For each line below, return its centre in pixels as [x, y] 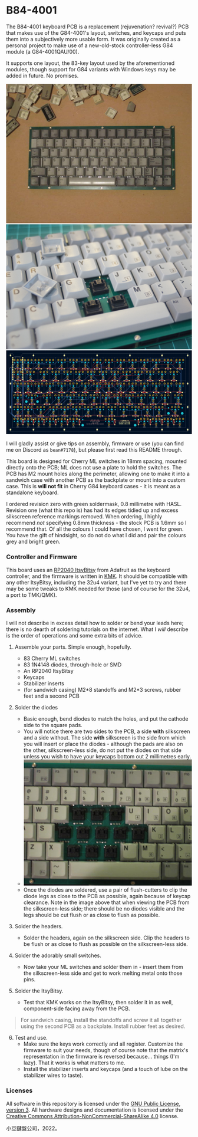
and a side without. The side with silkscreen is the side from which [104, 738]
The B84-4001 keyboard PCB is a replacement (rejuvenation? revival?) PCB [98, 27]
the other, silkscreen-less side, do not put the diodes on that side [102, 750]
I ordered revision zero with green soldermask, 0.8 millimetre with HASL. [94, 504]
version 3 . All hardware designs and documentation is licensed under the [95, 1110]
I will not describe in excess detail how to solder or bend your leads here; [95, 623]
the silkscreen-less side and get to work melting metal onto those [103, 973]
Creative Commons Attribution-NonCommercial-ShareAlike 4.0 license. [92, 1116]
